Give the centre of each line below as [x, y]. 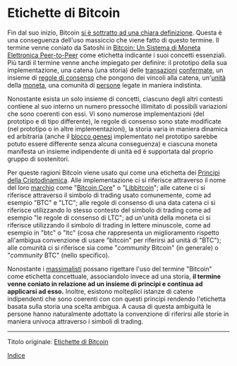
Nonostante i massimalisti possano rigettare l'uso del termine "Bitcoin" [110, 268]
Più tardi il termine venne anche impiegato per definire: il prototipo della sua [117, 62]
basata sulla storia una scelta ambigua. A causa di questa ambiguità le [109, 306]
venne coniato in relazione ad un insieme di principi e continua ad [105, 283]
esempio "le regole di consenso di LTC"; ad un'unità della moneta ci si [109, 218]
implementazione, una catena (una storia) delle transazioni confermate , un [115, 70]
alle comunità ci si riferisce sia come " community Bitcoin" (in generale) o [113, 247]
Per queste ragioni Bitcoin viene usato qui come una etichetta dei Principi [114, 172]
